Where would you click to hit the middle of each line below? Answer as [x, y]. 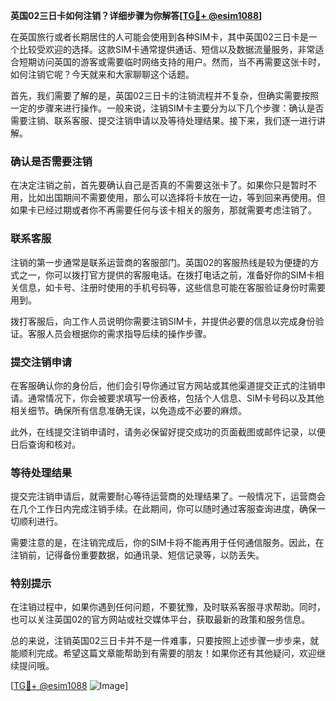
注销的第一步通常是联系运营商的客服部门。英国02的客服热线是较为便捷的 [160, 262]
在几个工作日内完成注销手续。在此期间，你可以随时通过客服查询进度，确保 [163, 509]
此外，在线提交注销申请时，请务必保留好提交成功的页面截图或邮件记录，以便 [168, 431]
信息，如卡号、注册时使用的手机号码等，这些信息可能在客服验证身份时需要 [172, 287]
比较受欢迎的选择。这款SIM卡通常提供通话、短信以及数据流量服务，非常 [167, 49]
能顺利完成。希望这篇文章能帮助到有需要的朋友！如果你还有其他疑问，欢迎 [163, 653]
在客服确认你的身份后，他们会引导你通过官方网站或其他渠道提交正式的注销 [163, 385]
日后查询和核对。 [45, 444]
